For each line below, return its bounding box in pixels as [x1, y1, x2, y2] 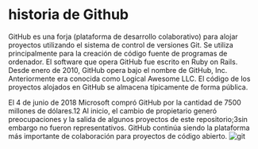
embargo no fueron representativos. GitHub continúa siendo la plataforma [8, 123, 250, 132]
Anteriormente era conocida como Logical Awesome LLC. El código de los [8, 74, 251, 83]
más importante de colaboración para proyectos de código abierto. [8, 131, 228, 140]
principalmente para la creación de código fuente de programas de [8, 48, 228, 58]
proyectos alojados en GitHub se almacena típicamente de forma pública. [8, 82, 248, 92]
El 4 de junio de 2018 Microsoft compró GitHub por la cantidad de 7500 [8, 97, 242, 107]
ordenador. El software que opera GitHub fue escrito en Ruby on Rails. [8, 57, 238, 67]
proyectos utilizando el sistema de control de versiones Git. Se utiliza [8, 40, 234, 49]
